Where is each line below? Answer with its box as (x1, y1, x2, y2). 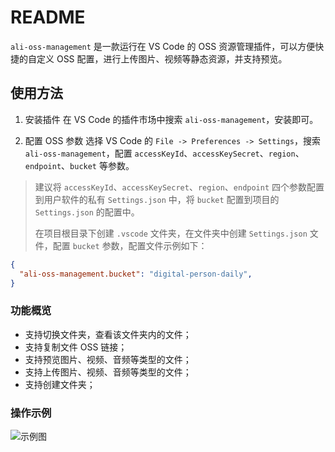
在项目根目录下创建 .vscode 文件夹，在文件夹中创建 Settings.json (34, 227, 308, 239)
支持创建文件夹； (24, 378, 96, 390)
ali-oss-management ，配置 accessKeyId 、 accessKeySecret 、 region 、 (24, 147, 305, 159)
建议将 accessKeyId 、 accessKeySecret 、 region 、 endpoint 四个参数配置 (34, 181, 325, 193)
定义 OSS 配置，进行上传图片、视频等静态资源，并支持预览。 (36, 52, 288, 65)
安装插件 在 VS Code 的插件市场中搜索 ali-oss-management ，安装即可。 (24, 113, 319, 125)
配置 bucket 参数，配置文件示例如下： (52, 239, 208, 251)
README (10, 6, 86, 29)
